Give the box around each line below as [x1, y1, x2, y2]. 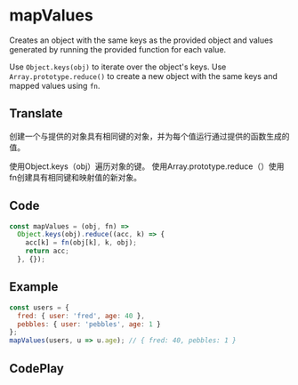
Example [9, 279, 59, 294]
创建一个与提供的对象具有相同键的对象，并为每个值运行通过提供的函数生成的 [9, 131, 290, 141]
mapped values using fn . [9, 80, 101, 91]
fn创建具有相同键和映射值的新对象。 [9, 172, 142, 182]
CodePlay [9, 361, 64, 376]
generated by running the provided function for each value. [9, 44, 227, 54]
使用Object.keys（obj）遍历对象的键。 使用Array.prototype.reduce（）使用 [9, 161, 285, 172]
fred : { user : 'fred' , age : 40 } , [17, 311, 145, 320]
